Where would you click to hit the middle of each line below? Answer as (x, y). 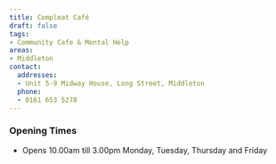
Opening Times (43, 131)
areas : (21, 51)
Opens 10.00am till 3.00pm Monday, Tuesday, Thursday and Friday (145, 150)
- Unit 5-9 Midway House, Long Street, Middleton (111, 83)
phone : (29, 91)
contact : (25, 67)
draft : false (33, 26)
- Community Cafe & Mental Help (69, 42)
